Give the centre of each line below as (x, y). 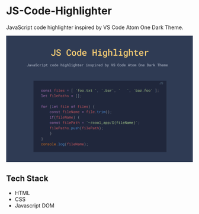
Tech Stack (27, 179)
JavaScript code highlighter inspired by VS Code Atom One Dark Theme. (95, 27)
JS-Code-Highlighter (59, 11)
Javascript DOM (34, 205)
